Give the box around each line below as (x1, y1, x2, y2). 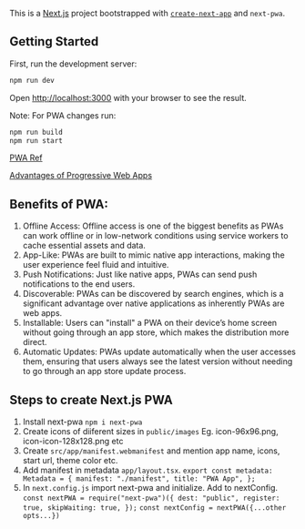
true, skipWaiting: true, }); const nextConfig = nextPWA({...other (22, 504, 287, 513)
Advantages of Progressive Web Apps (9, 170, 153, 181)
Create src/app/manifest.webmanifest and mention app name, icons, (22, 445, 280, 456)
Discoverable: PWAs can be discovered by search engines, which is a (22, 289, 284, 300)
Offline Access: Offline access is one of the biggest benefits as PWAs (22, 220, 284, 231)
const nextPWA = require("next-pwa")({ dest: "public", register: (22, 493, 280, 504)
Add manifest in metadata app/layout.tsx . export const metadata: (22, 464, 273, 476)
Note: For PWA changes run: (9, 109, 117, 121)
